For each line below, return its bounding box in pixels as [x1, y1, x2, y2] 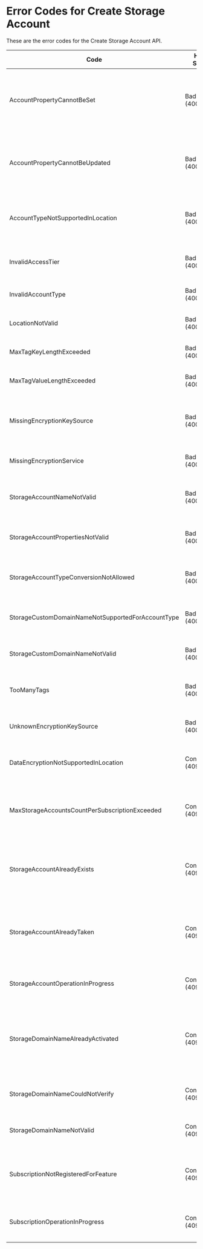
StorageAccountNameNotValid [9, 493, 97, 501]
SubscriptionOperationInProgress [9, 1218, 105, 1226]
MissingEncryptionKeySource [9, 416, 94, 425]
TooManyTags [9, 686, 50, 694]
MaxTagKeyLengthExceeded [9, 347, 91, 356]
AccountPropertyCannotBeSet [9, 96, 95, 104]
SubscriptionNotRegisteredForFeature [9, 1170, 117, 1178]
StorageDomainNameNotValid [9, 1126, 95, 1134]
